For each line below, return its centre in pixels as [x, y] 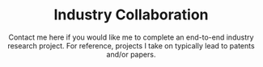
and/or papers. [131, 54]
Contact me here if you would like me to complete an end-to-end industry [131, 37]
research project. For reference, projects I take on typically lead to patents [131, 45]
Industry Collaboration [131, 15]
